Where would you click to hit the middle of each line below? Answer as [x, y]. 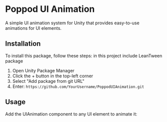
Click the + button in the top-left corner [53, 76]
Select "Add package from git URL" [48, 81]
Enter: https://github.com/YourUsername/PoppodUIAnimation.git [78, 86]
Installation [23, 44]
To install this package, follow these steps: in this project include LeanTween [84, 56]
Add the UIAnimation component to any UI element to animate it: [71, 114]
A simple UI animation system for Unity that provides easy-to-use [72, 23]
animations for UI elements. [33, 28]
